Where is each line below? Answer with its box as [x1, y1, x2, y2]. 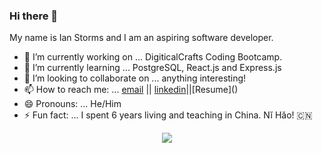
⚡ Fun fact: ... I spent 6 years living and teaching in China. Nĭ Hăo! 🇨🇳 [23, 109, 313, 121]
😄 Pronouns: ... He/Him [23, 98, 122, 110]
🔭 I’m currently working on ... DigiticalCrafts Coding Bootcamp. [23, 51, 283, 63]
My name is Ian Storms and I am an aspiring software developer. [9, 32, 274, 44]
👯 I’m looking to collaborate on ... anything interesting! [23, 72, 247, 84]
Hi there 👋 [9, 9, 59, 23]
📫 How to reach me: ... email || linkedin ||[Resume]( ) [23, 84, 239, 96]
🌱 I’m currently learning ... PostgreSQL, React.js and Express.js [23, 62, 282, 74]
